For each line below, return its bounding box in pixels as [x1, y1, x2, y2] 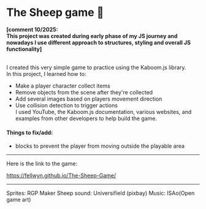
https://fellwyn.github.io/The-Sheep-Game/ [6, 172, 116, 180]
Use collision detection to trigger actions [15, 101, 118, 109]
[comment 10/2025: [6, 26, 58, 33]
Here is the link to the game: [6, 160, 78, 167]
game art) [6, 196, 31, 203]
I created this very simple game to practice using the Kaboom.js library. [6, 64, 186, 71]
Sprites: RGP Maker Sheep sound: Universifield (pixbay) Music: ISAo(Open [6, 189, 195, 197]
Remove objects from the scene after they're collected [15, 88, 153, 96]
